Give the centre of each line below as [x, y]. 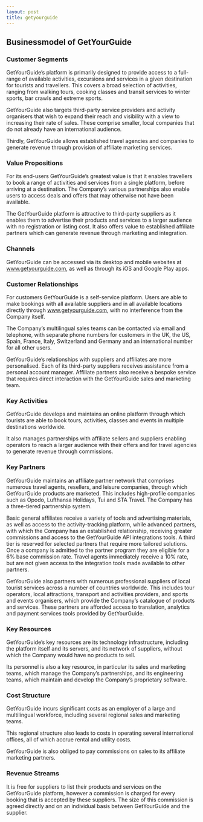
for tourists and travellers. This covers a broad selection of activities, [92, 85]
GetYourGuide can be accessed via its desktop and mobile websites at [94, 262]
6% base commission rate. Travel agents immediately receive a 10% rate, [98, 556]
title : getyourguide [32, 18]
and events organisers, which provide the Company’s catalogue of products [101, 600]
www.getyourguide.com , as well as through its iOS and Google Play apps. [98, 268]
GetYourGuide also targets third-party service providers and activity [91, 110]
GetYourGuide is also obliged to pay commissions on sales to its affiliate [96, 751]
